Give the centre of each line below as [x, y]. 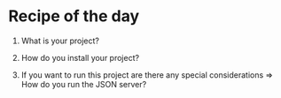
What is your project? [60, 41]
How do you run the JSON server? [84, 84]
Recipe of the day [74, 16]
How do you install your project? [80, 57]
